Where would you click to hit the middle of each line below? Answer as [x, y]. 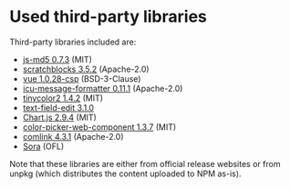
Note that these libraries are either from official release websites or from [145, 163]
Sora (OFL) [43, 146]
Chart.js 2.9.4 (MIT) [60, 117]
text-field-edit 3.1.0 [58, 107]
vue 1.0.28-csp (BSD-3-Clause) [82, 78]
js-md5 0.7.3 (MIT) [57, 59]
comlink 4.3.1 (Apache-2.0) [73, 136]
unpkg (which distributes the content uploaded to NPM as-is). [125, 173]
